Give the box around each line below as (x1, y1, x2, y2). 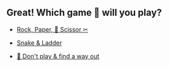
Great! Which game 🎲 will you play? (6, 7, 162, 19)
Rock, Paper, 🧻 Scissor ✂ (16, 25, 89, 33)
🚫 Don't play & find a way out (16, 52, 100, 60)
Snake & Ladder (16, 39, 62, 47)
